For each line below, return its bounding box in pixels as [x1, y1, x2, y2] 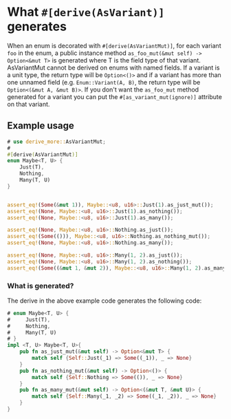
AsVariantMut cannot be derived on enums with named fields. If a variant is [7, 63, 220, 72]
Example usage [7, 120, 74, 131]
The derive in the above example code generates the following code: [7, 297, 202, 305]
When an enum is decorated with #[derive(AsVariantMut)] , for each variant [7, 41, 221, 50]
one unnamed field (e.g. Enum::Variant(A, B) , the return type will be [7, 78, 201, 86]
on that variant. [7, 100, 50, 108]
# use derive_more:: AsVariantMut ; [7, 138, 107, 145]
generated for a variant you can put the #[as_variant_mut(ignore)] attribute [7, 92, 222, 100]
